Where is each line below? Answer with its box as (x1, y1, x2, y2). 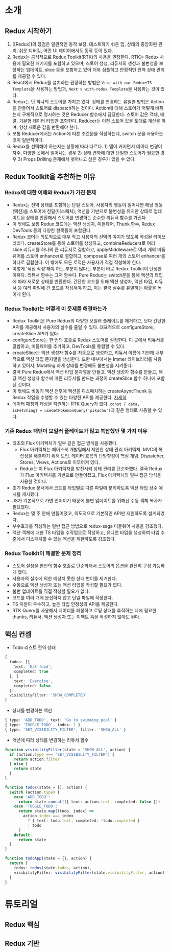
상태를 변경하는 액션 (12, 707, 52, 713)
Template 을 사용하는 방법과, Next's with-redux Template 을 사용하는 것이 (12, 86, 160, 92)
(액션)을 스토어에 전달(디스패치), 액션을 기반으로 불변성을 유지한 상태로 (12, 208, 153, 214)
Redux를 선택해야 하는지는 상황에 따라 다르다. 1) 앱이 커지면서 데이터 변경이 (12, 144, 162, 149)
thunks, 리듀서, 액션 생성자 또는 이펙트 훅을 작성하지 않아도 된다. (12, 614, 141, 620)
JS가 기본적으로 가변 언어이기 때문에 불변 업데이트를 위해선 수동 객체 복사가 (12, 498, 162, 504)
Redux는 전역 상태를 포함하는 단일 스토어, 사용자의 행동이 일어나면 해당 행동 (12, 201, 163, 207)
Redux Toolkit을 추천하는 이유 (5, 172, 96, 181)
